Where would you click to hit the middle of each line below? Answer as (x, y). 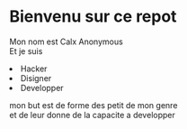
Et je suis (26, 51)
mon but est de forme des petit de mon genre (93, 105)
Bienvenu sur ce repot (93, 17)
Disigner (36, 78)
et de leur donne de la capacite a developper (92, 115)
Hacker (34, 69)
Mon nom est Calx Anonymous (66, 41)
